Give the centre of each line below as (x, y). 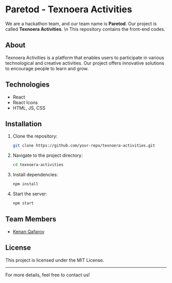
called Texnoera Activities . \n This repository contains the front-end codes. (85, 29)
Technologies (28, 85)
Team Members (31, 219)
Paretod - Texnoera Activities (69, 9)
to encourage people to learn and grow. (47, 68)
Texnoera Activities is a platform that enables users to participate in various (85, 57)
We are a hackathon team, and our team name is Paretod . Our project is (81, 24)
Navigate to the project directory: (48, 155)
